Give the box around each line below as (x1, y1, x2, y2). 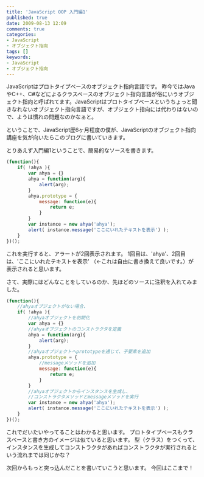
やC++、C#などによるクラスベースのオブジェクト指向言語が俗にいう (6, 91, 178, 98)
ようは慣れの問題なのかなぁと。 (16, 113, 97, 120)
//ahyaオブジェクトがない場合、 (17, 304, 88, 310)
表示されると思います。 (6, 265, 65, 273)
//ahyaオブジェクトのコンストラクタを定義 (28, 326, 122, 332)
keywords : (6, 54, 32, 60)
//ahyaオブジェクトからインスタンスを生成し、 (28, 388, 131, 394)
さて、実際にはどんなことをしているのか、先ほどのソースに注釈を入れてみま (6, 278, 198, 285)
